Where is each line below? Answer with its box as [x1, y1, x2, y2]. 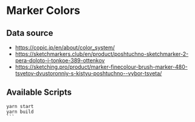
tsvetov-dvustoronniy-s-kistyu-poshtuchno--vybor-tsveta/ [15, 70, 162, 76]
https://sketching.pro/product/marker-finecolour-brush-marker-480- [15, 63, 188, 70]
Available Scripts [6, 87, 72, 98]
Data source [6, 28, 53, 38]
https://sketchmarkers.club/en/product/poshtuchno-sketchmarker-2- [15, 50, 189, 58]
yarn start [6, 103, 34, 109]
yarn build [6, 109, 34, 115]
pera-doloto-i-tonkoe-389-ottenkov [15, 57, 105, 64]
